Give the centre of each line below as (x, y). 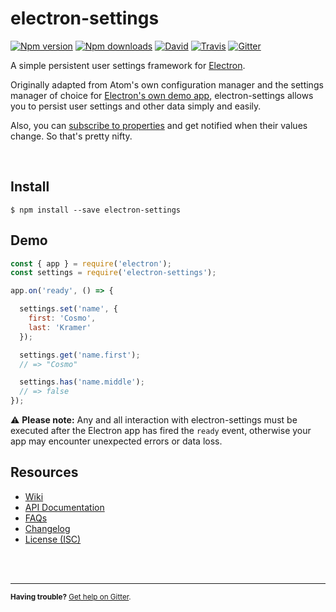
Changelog (47, 528)
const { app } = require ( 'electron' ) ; (91, 263)
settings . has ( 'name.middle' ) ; (82, 382)
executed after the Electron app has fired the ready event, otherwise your (161, 431)
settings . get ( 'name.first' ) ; (80, 355)
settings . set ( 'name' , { (68, 309)
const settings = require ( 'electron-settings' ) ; (113, 273)
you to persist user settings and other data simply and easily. (136, 106)
